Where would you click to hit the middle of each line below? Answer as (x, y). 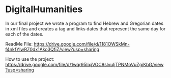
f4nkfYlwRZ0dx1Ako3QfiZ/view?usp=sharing (52, 49)
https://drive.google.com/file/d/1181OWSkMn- (82, 44)
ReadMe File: (19, 44)
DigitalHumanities (44, 9)
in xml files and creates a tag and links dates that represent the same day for (85, 28)
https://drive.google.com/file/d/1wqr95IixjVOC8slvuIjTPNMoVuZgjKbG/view (84, 64)
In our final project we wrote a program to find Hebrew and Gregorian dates (84, 23)
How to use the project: (30, 59)
